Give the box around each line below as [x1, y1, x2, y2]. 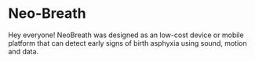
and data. [8, 46, 39, 56]
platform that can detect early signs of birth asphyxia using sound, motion [8, 38, 247, 47]
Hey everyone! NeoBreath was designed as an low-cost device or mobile [8, 30, 245, 40]
